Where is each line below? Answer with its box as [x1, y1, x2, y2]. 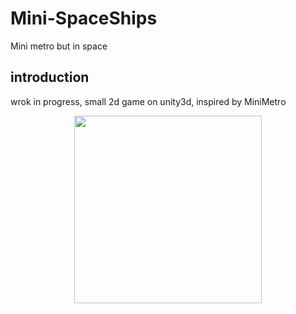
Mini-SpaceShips [10, 7, 158, 30]
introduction [10, 69, 90, 86]
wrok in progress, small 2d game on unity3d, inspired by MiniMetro [10, 95, 287, 107]
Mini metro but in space [10, 40, 108, 52]
